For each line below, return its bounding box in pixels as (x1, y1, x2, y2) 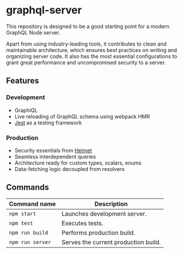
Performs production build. (61, 228, 136, 236)
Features (6, 76, 39, 86)
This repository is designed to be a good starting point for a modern (6, 23, 170, 30)
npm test (9, 220, 33, 227)
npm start (9, 210, 36, 217)
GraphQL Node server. (6, 29, 60, 36)
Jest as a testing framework (14, 119, 82, 126)
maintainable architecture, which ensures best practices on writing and (6, 46, 177, 53)
